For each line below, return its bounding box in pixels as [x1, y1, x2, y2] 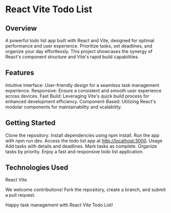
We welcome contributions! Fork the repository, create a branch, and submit [5, 186, 166, 193]
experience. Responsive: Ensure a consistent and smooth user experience [5, 87, 162, 93]
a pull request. [5, 192, 36, 198]
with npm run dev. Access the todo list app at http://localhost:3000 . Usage [5, 137, 163, 144]
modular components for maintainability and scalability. [5, 104, 122, 110]
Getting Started [5, 119, 56, 127]
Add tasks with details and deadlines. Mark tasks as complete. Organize [5, 143, 157, 149]
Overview [5, 24, 37, 33]
